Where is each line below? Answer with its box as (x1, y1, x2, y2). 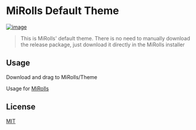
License (6, 102, 36, 112)
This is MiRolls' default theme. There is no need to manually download (20, 35, 191, 42)
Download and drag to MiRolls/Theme (6, 73, 98, 80)
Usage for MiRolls (6, 85, 49, 92)
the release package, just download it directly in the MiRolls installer (20, 41, 185, 48)
